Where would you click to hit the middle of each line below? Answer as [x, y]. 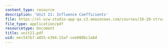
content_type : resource [30, 10]
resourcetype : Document [30, 28]
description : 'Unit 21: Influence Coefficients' [57, 14]
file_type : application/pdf [34, 24]
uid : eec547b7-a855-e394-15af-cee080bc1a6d [51, 38]
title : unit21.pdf [24, 33]
